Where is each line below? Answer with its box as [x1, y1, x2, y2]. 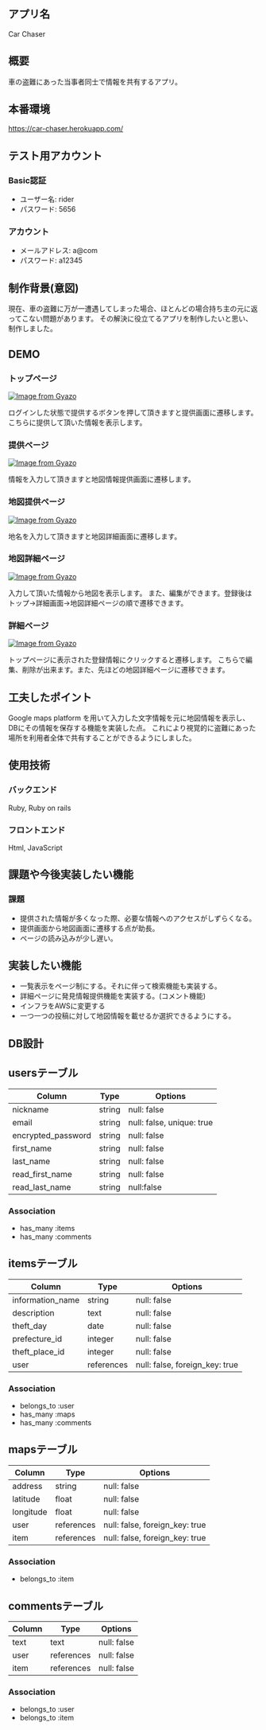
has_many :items [19, 1223, 75, 1233]
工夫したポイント [8, 691, 92, 704]
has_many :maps [19, 1409, 75, 1419]
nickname [12, 1104, 49, 1115]
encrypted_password [12, 1129, 91, 1140]
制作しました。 [8, 324, 57, 333]
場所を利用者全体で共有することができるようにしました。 [8, 733, 196, 742]
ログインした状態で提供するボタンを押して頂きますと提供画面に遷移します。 [8, 407, 258, 417]
